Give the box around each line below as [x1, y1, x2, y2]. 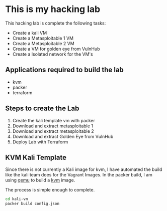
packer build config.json [5, 201, 59, 206]
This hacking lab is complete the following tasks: [5, 20, 106, 26]
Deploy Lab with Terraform [12, 139, 68, 145]
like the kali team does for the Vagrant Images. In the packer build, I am [5, 172, 152, 178]
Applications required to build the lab [5, 66, 124, 74]
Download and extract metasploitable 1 [12, 123, 94, 129]
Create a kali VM [12, 30, 47, 36]
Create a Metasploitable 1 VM [12, 35, 74, 41]
